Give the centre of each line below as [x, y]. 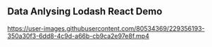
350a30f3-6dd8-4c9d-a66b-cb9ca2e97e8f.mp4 [78, 36]
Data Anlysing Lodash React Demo [85, 12]
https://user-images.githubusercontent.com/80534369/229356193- [106, 28]
